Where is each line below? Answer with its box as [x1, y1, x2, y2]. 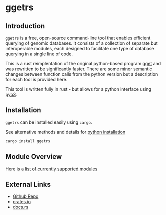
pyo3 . [5, 92, 17, 97]
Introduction [5, 22, 45, 30]
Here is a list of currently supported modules [5, 166, 98, 172]
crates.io [12, 199, 31, 205]
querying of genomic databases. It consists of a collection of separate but [5, 40, 158, 46]
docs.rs [12, 204, 29, 210]
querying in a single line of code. [5, 51, 73, 57]
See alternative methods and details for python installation [5, 129, 126, 135]
